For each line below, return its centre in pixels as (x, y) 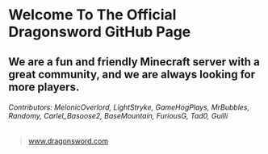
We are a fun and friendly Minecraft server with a (134, 62)
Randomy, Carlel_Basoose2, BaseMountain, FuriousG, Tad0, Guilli (118, 116)
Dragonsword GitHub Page (100, 32)
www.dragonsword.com (68, 141)
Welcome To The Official (92, 15)
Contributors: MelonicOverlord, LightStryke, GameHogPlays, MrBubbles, (129, 107)
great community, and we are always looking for (132, 74)
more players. (44, 87)
